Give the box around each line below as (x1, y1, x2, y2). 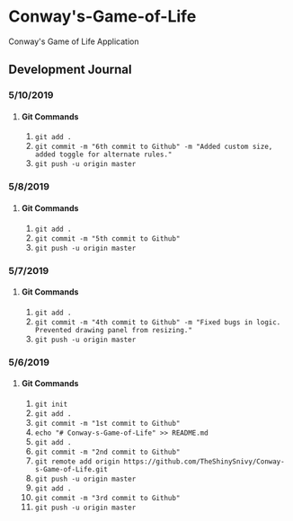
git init (34, 400, 68, 409)
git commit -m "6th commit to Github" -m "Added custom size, (34, 142, 273, 152)
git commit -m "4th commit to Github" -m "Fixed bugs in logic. (34, 317, 281, 327)
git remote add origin (34, 456, 120, 466)
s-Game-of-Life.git (34, 464, 109, 473)
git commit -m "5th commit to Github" (34, 234, 181, 243)
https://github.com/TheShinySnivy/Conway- (123, 456, 285, 466)
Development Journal (8, 62, 132, 77)
